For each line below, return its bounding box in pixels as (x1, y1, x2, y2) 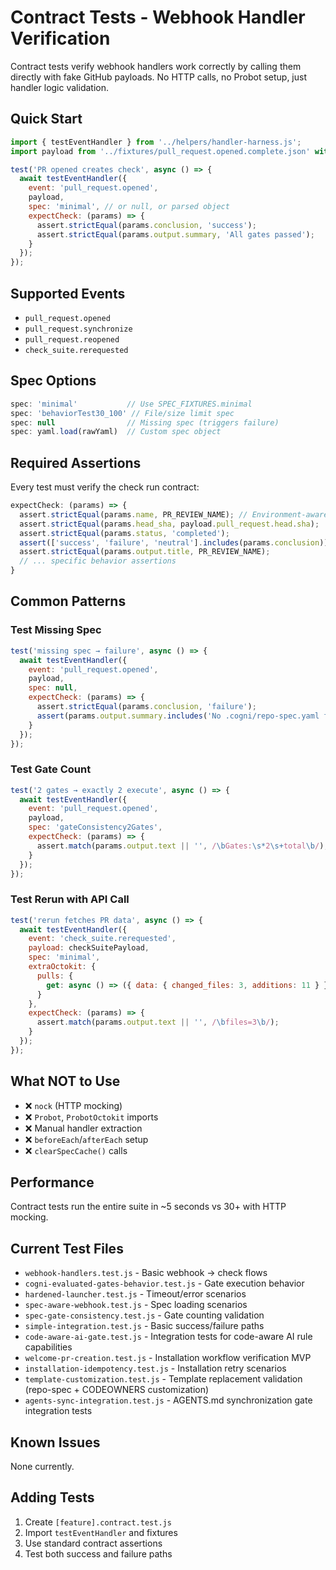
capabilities (24, 1341, 73, 1353)
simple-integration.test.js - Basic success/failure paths (24, 1320, 265, 1332)
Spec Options (10, 372, 97, 390)
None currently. (10, 1461, 75, 1473)
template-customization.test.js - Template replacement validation (24, 1373, 303, 1385)
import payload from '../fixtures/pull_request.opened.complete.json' (10, 146, 311, 156)
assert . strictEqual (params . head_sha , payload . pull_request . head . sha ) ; (19, 519, 320, 529)
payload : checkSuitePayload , (28, 943, 150, 953)
